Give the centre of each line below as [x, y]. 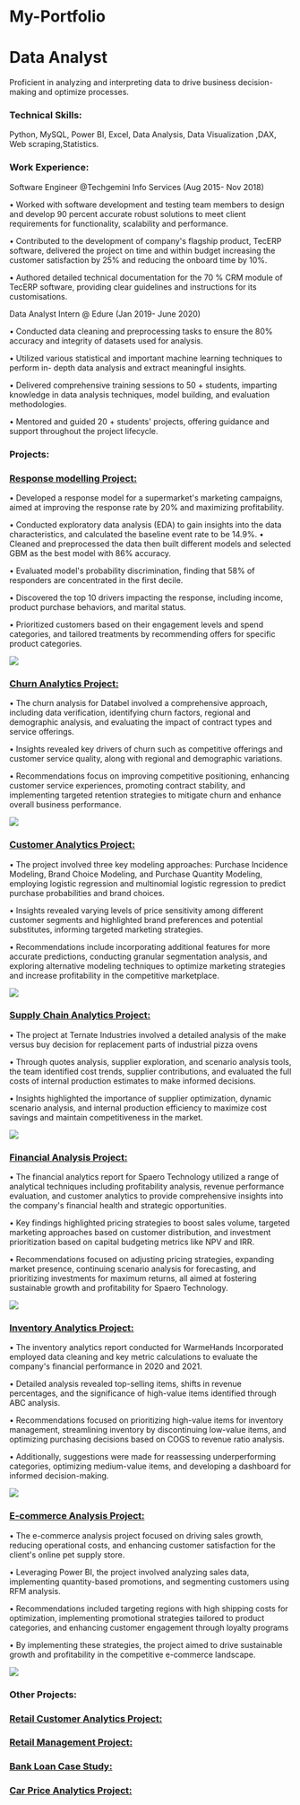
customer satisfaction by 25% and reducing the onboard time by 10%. [138, 260]
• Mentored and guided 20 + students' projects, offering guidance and [139, 421]
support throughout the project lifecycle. [84, 431]
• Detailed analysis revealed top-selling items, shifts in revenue [125, 1384]
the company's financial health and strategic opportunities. [118, 1206]
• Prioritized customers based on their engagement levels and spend [137, 624]
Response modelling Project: [73, 478]
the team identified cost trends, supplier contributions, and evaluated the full [150, 1071]
